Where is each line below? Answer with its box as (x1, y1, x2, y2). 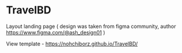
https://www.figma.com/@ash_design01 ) (6, 29, 106, 36)
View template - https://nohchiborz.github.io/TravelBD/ (6, 40, 138, 47)
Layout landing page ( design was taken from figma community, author (6, 23, 176, 30)
